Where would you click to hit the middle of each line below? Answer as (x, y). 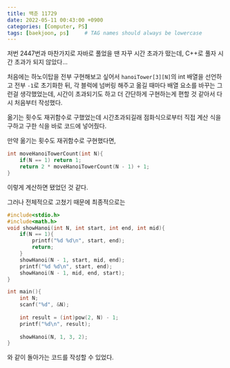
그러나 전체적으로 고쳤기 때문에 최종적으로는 (66, 202)
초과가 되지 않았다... (41, 62)
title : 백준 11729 (32, 13)
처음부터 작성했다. (38, 103)
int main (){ (24, 292)
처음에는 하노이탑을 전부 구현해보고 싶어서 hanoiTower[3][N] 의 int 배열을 (105, 77)
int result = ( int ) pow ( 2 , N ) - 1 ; (69, 318)
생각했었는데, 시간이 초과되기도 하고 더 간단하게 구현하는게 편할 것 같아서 (117, 94)
